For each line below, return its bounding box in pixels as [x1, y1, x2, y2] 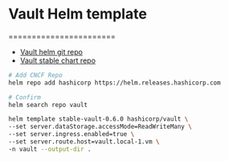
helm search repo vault [8, 101, 88, 109]
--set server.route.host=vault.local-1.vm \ [8, 138, 160, 146]
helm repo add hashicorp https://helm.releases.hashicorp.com [8, 78, 221, 87]
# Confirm [8, 93, 42, 101]
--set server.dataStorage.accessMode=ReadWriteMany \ [8, 122, 193, 131]
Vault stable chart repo [19, 56, 96, 65]
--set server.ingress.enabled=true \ [8, 130, 135, 138]
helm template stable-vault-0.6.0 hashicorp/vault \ [8, 115, 189, 123]
